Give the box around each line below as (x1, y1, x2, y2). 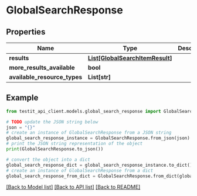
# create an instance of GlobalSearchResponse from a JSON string (6, 130, 172, 136)
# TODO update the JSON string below (6, 119, 98, 125)
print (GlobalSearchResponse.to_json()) (6, 146, 104, 152)
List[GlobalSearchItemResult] (87, 54, 172, 62)
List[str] (87, 73, 111, 81)
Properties (6, 27, 46, 37)
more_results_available (9, 64, 75, 71)
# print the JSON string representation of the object (6, 141, 143, 147)
